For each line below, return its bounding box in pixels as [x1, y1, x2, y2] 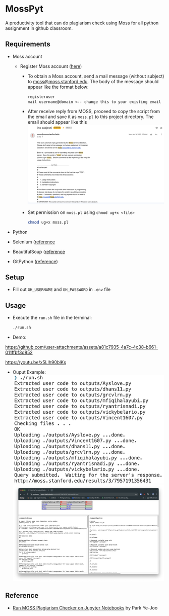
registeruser [27, 94, 55, 99]
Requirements [5, 40, 50, 49]
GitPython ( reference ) [12, 258, 58, 264]
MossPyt [5, 3, 44, 15]
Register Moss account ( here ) [20, 63, 82, 69]
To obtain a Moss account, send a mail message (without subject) [27, 73, 164, 79]
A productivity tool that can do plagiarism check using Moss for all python [5, 20, 159, 26]
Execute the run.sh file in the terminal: [12, 315, 92, 321]
